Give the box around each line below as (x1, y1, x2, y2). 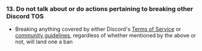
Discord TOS (6, 12, 44, 20)
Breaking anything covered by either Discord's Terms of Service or (14, 26, 181, 33)
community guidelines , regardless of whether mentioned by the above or (14, 32, 197, 39)
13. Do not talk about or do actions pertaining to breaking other (6, 5, 194, 13)
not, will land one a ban (14, 38, 74, 46)
